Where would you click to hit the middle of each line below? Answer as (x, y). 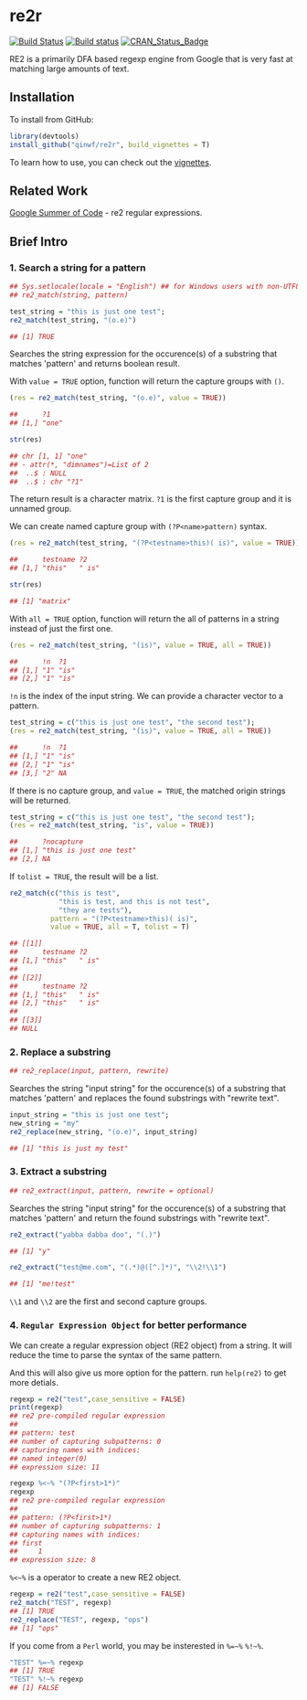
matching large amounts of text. (69, 69)
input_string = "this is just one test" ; (90, 1115)
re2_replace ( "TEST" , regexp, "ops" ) (79, 1620)
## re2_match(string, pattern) (69, 295)
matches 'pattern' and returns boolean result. (95, 364)
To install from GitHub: (52, 119)
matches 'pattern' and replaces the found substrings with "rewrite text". (144, 1099)
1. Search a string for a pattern (78, 268)
